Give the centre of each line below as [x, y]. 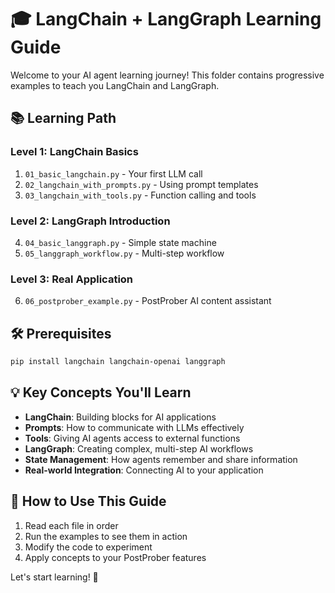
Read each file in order [71, 525]
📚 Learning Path [63, 118]
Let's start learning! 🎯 [54, 577]
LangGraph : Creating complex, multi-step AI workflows [139, 448]
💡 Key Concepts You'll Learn [101, 392]
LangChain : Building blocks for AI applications [120, 417]
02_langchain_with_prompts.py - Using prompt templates [141, 184]
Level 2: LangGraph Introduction [90, 221]
